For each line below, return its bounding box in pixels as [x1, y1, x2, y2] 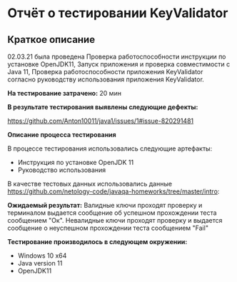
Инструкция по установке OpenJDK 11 [17, 158, 134, 166]
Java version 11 [17, 259, 63, 267]
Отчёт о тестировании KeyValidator [7, 5, 228, 21]
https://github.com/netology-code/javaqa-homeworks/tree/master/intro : [7, 187, 220, 196]
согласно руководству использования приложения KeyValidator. [7, 75, 205, 84]
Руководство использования [17, 166, 106, 174]
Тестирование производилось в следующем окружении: [7, 238, 188, 246]
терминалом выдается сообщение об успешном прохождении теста [7, 208, 217, 217]
